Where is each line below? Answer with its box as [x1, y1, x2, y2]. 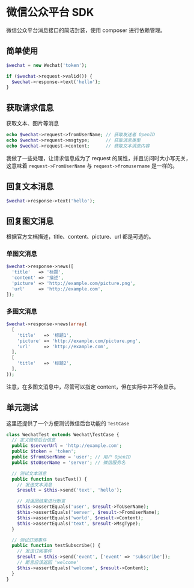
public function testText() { [11, 476, 87, 482]
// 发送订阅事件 [17, 548, 52, 554]
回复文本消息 [6, 181, 54, 192]
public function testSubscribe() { [11, 543, 101, 549]
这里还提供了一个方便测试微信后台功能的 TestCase [6, 419, 130, 427]
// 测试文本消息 [11, 471, 47, 477]
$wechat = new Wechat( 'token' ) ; [6, 62, 87, 68]
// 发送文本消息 [17, 481, 52, 488]
